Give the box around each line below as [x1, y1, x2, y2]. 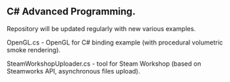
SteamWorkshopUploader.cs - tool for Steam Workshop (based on [6, 59, 202, 68]
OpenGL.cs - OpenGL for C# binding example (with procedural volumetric [6, 38, 224, 47]
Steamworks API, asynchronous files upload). [6, 66, 140, 75]
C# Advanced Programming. [6, 6, 136, 18]
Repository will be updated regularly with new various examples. [6, 24, 197, 33]
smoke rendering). [6, 45, 61, 54]
